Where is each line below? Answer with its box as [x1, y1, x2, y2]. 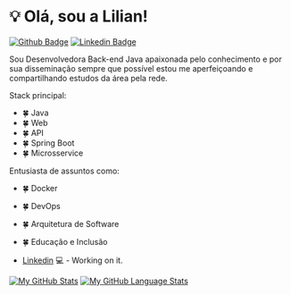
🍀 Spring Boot [21, 137, 75, 148]
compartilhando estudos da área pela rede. [9, 72, 168, 83]
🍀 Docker [21, 182, 58, 193]
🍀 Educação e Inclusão [21, 236, 108, 247]
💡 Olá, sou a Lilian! [9, 6, 149, 27]
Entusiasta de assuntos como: [9, 165, 121, 176]
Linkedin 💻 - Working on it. [21, 255, 123, 265]
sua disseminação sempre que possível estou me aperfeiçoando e [9, 63, 254, 73]
